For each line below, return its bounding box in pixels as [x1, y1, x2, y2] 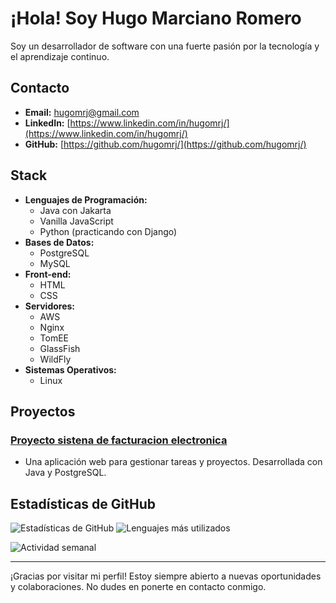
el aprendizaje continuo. [10, 50, 110, 62]
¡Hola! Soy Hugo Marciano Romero [10, 7, 302, 30]
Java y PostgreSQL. [24, 467, 107, 479]
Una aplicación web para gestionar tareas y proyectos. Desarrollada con [24, 456, 323, 468]
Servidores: [24, 300, 76, 312]
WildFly [39, 353, 72, 365]
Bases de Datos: [24, 236, 95, 248]
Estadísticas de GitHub [10, 495, 156, 512]
